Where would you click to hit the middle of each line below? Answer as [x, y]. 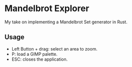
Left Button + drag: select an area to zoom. [54, 49]
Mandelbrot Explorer [47, 8]
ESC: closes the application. [40, 59]
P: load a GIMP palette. [34, 54]
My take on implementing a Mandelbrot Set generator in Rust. [66, 22]
